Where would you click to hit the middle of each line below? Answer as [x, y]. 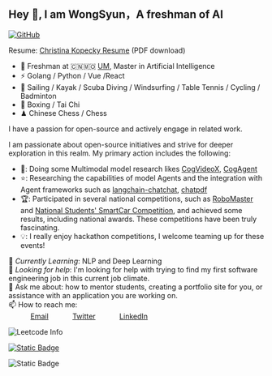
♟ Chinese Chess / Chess [63, 113]
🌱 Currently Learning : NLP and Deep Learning [85, 261]
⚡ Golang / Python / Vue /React [72, 75]
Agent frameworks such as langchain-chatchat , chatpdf [114, 190]
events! [32, 245]
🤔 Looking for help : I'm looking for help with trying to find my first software [133, 269]
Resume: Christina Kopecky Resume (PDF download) [97, 50]
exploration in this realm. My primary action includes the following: [120, 153]
